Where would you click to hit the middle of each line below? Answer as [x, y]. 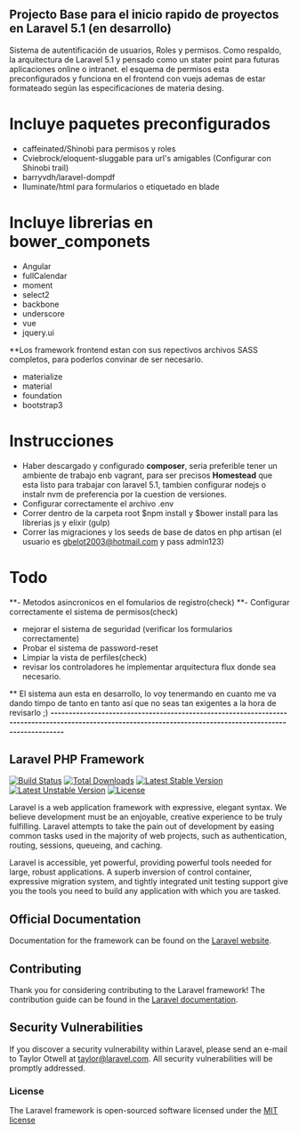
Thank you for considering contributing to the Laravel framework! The [137, 990]
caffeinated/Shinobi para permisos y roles [99, 148]
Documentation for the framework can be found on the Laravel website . [140, 940]
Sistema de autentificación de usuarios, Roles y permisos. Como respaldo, [145, 50]
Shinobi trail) [45, 168]
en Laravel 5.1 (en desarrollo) [90, 29]
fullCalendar [44, 275]
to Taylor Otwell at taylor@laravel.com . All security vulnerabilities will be [141, 1058]
